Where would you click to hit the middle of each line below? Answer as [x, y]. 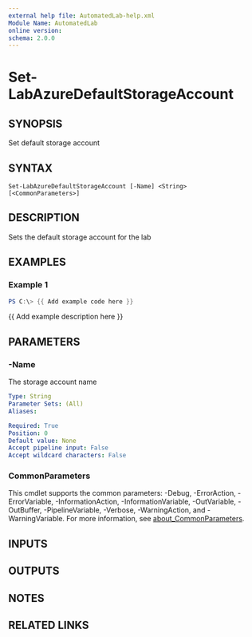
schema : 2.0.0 [32, 38]
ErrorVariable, [31, 502]
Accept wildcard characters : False [67, 456]
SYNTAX [31, 168]
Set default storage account [54, 143]
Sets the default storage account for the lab [80, 237]
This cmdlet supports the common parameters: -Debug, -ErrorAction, [122, 493]
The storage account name [53, 382]
